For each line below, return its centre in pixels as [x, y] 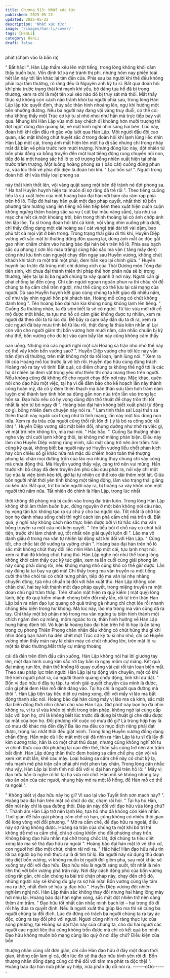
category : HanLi [22, 39]
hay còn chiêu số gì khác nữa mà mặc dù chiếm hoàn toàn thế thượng [78, 453]
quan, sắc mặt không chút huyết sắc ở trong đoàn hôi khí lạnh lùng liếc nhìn [84, 137]
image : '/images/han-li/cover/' [39, 29]
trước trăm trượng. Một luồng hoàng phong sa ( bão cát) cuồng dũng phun [83, 164]
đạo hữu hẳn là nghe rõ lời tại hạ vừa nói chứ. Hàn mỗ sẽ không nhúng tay [82, 774]
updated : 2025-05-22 [27, 19]
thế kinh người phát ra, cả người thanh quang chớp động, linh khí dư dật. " [82, 677]
